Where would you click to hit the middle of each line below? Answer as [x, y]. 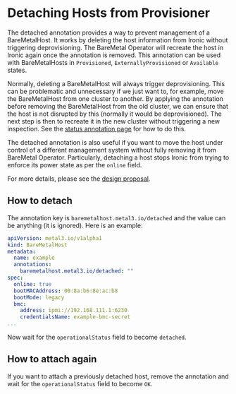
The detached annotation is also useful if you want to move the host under [115, 142]
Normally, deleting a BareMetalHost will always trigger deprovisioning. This [116, 83]
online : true [33, 284]
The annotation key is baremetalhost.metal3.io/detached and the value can [117, 217]
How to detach [40, 201]
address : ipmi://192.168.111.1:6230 [74, 311]
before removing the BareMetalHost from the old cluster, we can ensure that [118, 106]
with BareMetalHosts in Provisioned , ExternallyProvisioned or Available [113, 62]
